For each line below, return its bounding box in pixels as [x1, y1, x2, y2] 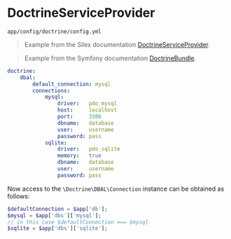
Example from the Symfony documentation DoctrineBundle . [24, 54, 197, 62]
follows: [7, 191, 30, 200]
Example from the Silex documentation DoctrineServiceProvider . [24, 40, 210, 48]
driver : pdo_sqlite [57, 146, 120, 153]
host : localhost [57, 107, 118, 114]
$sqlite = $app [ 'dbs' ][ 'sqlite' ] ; [7, 225, 108, 232]
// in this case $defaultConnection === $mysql [7, 219, 149, 226]
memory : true [57, 152, 101, 159]
